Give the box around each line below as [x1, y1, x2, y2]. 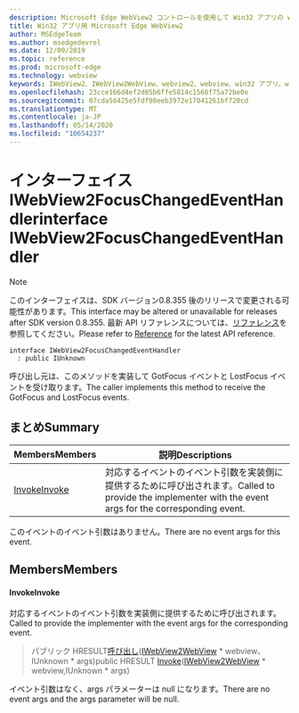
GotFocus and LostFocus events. [9, 392, 130, 402]
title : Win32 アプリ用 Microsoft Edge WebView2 [9, 21, 184, 30]
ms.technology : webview [9, 71, 98, 80]
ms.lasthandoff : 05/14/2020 [9, 121, 114, 130]
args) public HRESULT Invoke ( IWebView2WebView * [76, 656, 266, 667]
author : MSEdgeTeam [9, 29, 82, 38]
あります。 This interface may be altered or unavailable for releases [32, 305, 278, 317]
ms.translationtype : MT [9, 104, 98, 113]
